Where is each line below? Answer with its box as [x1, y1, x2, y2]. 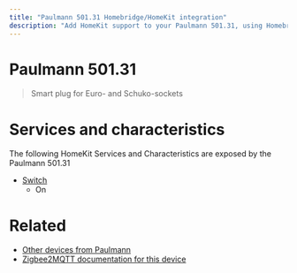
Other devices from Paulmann [21, 245, 131, 255]
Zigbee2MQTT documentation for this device [21, 254, 187, 265]
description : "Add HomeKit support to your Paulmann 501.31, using [9, 21, 263, 30]
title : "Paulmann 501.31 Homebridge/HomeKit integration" [9, 12, 227, 22]
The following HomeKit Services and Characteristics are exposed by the [9, 148, 272, 159]
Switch [21, 175, 48, 186]
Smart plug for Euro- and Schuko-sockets [30, 88, 184, 99]
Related [9, 216, 66, 235]
